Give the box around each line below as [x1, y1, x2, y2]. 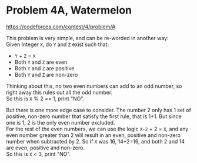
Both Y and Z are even [14, 58, 68, 66]
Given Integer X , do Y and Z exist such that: [6, 41, 109, 48]
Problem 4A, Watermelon [6, 4, 132, 17]
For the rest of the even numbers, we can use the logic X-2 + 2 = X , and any [6, 125, 189, 132]
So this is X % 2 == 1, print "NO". [6, 95, 85, 102]
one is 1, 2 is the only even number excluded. [6, 119, 116, 126]
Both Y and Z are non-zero [14, 71, 78, 78]
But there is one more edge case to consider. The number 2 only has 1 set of [6, 106, 191, 113]
